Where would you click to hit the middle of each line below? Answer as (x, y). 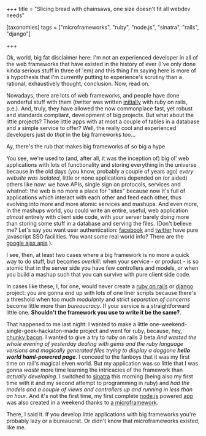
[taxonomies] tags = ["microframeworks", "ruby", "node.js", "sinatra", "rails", (103, 27)
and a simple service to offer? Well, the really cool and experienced (91, 128)
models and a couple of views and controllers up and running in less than (100, 389)
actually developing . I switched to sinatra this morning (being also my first (100, 376)
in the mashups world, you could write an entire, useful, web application (97, 210)
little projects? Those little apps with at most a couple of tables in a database (103, 121)
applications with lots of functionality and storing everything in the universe (101, 165)
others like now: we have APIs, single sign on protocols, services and (93, 184)
